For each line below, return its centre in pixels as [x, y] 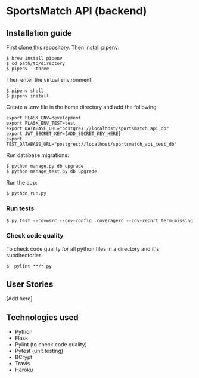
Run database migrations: [38, 155]
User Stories [30, 284]
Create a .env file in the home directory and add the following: [82, 107]
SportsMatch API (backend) [77, 11]
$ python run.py [26, 193]
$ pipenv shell [25, 91]
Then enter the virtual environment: [50, 80]
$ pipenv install [28, 96]
